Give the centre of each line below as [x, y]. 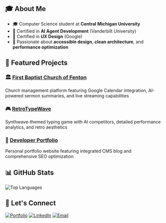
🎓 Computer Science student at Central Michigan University [76, 24]
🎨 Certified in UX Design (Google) [47, 36]
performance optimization [40, 47]
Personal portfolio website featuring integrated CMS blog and [68, 151]
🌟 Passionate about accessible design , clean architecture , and [78, 42]
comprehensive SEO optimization [39, 156]
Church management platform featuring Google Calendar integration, [76, 90]
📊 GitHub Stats [29, 173]
